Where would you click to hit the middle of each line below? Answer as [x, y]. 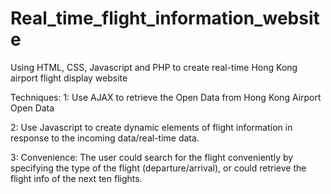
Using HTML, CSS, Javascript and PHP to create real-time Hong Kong [154, 67]
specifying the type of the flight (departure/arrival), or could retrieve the [158, 168]
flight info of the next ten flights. [76, 178]
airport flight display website [69, 78]
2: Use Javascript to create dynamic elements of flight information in [151, 127]
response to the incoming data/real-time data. [105, 138]
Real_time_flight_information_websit [165, 18]
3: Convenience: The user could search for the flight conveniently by [152, 157]
